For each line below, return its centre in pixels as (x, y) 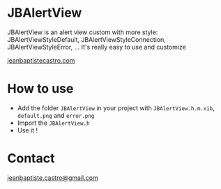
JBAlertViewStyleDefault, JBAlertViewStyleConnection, (86, 39)
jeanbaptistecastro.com (41, 60)
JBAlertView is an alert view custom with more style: (83, 32)
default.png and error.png (56, 115)
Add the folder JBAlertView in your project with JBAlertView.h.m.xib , (116, 108)
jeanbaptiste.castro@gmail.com (53, 177)
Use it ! (28, 130)
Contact (31, 159)
